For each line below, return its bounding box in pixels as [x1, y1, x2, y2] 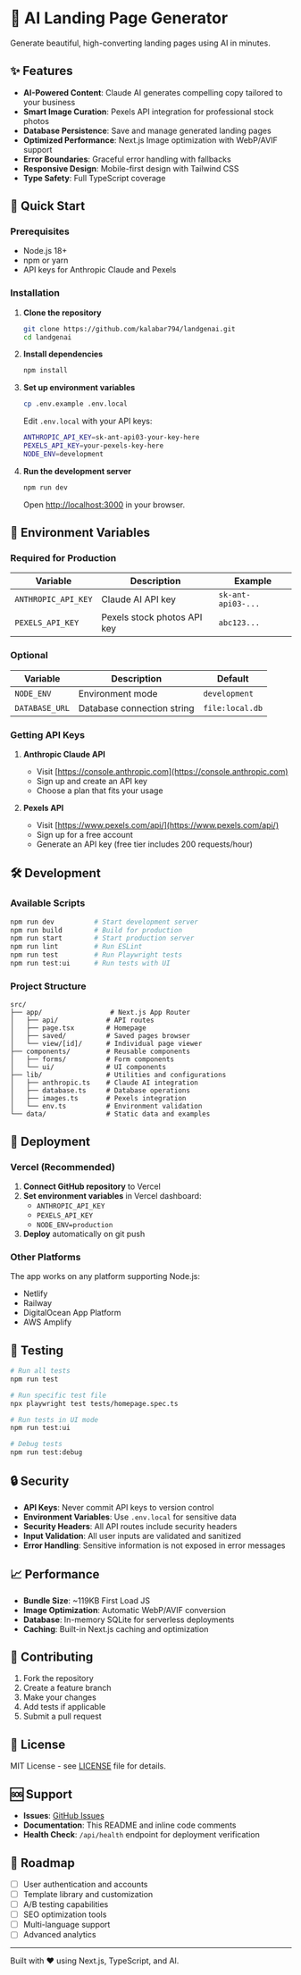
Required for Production [10, 552, 117, 565]
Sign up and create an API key [36, 776, 148, 787]
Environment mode [78, 687, 158, 699]
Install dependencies [22, 348, 104, 360]
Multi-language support [22, 1920, 111, 1930]
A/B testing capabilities [22, 1899, 109, 1910]
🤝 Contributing [10, 1650, 94, 1665]
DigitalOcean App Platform [22, 1308, 121, 1318]
